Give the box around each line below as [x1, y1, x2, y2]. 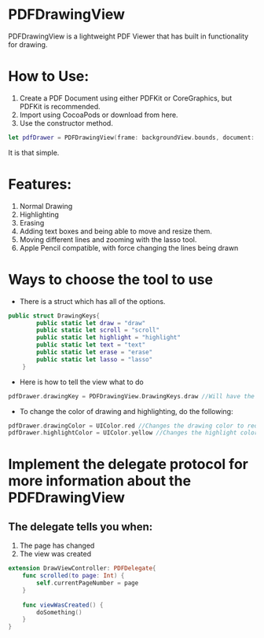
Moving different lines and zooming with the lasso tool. [19, 234, 197, 244]
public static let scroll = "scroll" [36, 326, 159, 335]
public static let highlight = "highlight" [36, 334, 181, 342]
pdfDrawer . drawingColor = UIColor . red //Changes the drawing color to [8, 422, 244, 430]
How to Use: [8, 68, 90, 86]
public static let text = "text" [36, 341, 146, 349]
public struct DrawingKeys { [8, 312, 101, 320]
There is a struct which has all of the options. [19, 296, 166, 306]
